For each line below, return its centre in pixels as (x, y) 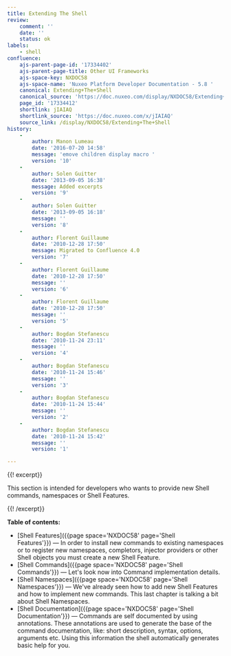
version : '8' (51, 225)
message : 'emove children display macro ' (93, 155)
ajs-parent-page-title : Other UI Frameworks (84, 71)
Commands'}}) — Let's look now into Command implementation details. (119, 572)
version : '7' (51, 257)
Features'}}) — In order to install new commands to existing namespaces (120, 543)
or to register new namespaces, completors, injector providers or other (118, 550)
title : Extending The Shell (47, 13)
